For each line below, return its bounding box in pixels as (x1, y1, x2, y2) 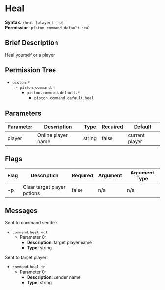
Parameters (5, 109, 42, 117)
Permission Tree (5, 66, 56, 74)
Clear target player (23, 184, 66, 191)
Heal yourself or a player (5, 52, 55, 58)
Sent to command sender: (5, 220, 58, 225)
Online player (37, 132, 68, 139)
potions (23, 190, 40, 197)
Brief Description (5, 39, 58, 47)
